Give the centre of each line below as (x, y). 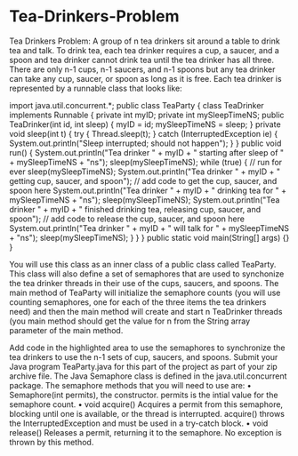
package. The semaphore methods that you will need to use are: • (130, 385)
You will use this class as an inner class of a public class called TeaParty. (143, 264)
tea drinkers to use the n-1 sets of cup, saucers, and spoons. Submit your (144, 356)
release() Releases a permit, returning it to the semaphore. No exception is (145, 432)
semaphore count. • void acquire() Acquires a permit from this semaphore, (146, 404)
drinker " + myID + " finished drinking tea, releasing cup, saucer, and (135, 209)
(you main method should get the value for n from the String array (130, 321)
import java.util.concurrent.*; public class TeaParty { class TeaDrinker (137, 105)
